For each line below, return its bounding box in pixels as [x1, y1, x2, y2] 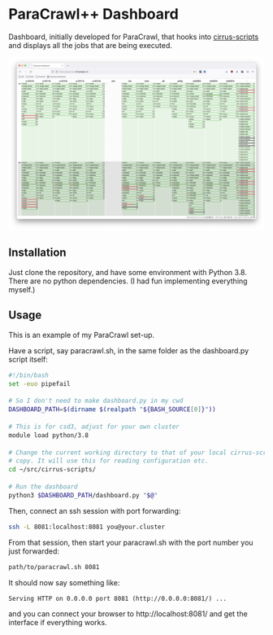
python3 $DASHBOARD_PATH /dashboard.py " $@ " [8, 491, 158, 499]
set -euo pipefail [8, 379, 71, 388]
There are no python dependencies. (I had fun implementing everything [8, 276, 248, 286]
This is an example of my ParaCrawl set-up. [8, 330, 155, 339]
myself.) [8, 284, 36, 294]
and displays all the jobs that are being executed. [8, 40, 173, 50]
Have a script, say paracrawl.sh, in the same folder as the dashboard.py [8, 345, 249, 355]
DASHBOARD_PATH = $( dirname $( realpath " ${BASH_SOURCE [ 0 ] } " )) [8, 405, 217, 414]
